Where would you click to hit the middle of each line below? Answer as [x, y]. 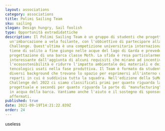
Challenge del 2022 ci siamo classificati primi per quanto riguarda [82, 82]
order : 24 [15, 110]
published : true [22, 101]
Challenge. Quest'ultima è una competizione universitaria [71, 46]
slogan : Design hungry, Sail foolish [44, 28]
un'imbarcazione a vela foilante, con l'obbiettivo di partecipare [80, 42]
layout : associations [27, 10]
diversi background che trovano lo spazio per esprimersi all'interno [83, 74]
